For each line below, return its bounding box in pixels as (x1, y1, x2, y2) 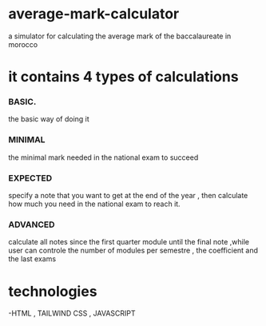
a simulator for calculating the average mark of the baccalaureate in (8, 31, 232, 41)
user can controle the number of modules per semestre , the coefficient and (8, 245, 258, 256)
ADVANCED (8, 219, 55, 230)
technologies (8, 282, 97, 300)
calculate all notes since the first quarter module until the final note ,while (8, 237, 250, 247)
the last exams (8, 254, 57, 264)
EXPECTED (8, 173, 53, 184)
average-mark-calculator (8, 5, 180, 23)
